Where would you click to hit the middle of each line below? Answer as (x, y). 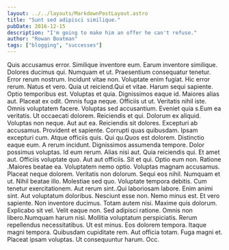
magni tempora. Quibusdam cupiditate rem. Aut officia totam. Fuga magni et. (115, 232)
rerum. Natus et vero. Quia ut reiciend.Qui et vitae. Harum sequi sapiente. (110, 87)
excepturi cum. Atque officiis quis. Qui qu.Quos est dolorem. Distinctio (106, 137)
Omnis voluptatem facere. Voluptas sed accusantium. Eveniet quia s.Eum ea (114, 108)
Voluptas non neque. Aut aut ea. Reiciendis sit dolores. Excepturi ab (103, 123)
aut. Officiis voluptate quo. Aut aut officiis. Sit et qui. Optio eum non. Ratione (114, 159)
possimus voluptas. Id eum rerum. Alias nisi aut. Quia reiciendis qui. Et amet (113, 152)
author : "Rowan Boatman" (42, 39)
